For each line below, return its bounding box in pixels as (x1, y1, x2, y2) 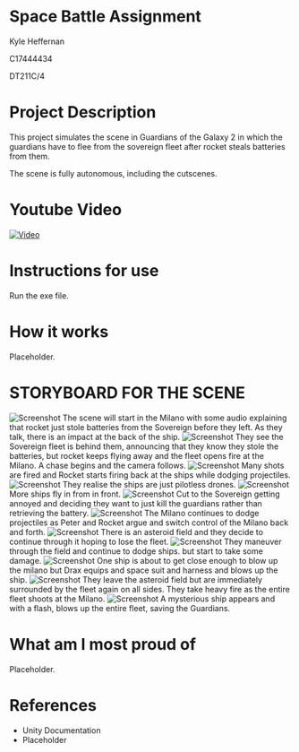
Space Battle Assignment (9, 6, 201, 27)
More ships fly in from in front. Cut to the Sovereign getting (9, 488, 280, 499)
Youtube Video (9, 200, 123, 220)
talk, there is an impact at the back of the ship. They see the (9, 431, 284, 442)
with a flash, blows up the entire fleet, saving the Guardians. (9, 602, 231, 613)
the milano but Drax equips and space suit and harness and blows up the (9, 565, 278, 575)
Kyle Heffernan (9, 36, 65, 47)
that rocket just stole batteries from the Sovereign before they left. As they (9, 421, 284, 432)
